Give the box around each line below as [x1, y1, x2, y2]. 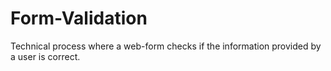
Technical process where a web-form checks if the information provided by [10, 40, 322, 52]
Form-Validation [10, 7, 148, 30]
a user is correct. [10, 50, 81, 62]
